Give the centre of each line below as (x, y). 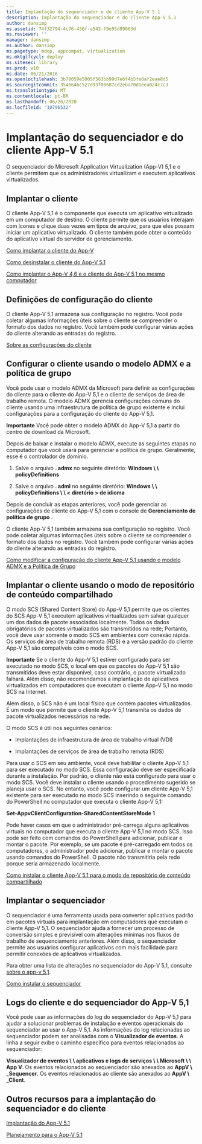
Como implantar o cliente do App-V (50, 251)
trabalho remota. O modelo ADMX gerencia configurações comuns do (93, 401)
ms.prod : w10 (23, 68)
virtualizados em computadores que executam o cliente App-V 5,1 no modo (99, 685)
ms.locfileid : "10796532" (39, 107)
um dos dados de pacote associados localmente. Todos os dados (88, 622)
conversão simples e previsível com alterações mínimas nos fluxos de (93, 934)
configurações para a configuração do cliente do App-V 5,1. (80, 413)
